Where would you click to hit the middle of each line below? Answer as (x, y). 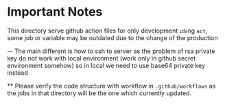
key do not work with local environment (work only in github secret (102, 58)
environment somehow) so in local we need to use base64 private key (106, 65)
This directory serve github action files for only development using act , (107, 31)
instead (18, 73)
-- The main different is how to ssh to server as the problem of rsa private (111, 51)
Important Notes (55, 12)
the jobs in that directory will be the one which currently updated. (99, 93)
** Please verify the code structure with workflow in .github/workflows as (111, 86)
